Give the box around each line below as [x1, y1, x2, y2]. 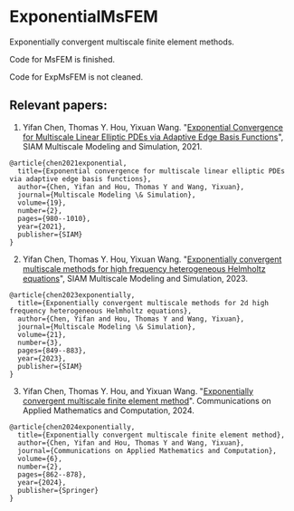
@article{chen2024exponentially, [9, 422, 136, 431]
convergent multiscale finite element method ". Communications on [22, 395, 271, 406]
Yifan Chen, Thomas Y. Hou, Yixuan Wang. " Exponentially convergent [22, 254, 282, 265]
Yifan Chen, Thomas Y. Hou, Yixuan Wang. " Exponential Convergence [22, 121, 283, 132]
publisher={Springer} [17, 486, 100, 495]
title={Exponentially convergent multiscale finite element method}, [17, 430, 285, 439]
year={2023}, [17, 353, 67, 363]
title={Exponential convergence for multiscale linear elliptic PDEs [17, 166, 285, 176]
